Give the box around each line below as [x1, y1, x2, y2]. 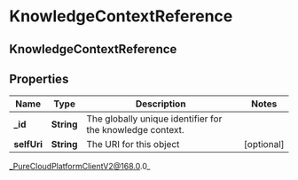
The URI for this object [86, 138, 180, 151]
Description [135, 98, 186, 110]
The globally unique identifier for [86, 113, 223, 125]
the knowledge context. [86, 124, 184, 137]
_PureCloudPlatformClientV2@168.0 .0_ [9, 161, 151, 172]
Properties [9, 71, 69, 86]
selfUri [13, 138, 43, 151]
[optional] [243, 138, 285, 151]
